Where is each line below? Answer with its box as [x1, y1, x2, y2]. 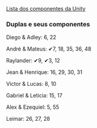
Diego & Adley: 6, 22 [6, 34, 57, 41]
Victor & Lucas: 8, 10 [6, 81, 57, 88]
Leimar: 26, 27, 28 [6, 115, 51, 123]
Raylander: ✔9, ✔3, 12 [6, 57, 61, 64]
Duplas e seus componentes [6, 20, 90, 28]
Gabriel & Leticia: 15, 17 [6, 92, 62, 99]
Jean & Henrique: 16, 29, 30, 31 [6, 69, 83, 76]
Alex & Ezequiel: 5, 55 [6, 103, 60, 111]
